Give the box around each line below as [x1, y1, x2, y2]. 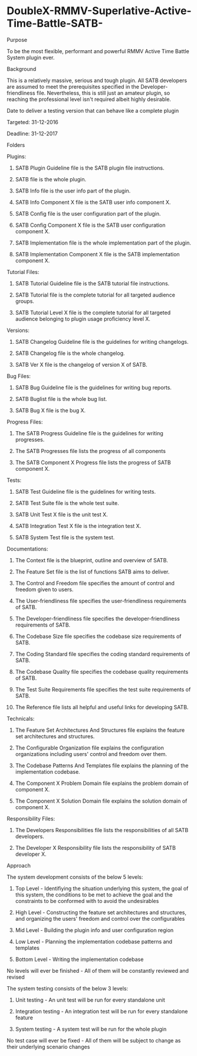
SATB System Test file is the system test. [15, 533, 115, 541]
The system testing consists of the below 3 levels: [6, 985, 129, 992]
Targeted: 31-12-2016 [6, 118, 58, 125]
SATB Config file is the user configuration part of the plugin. [15, 210, 161, 217]
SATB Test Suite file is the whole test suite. [15, 499, 120, 506]
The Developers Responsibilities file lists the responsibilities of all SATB [15, 826, 189, 833]
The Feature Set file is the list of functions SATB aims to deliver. [15, 568, 170, 575]
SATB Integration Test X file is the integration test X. [15, 522, 142, 529]
